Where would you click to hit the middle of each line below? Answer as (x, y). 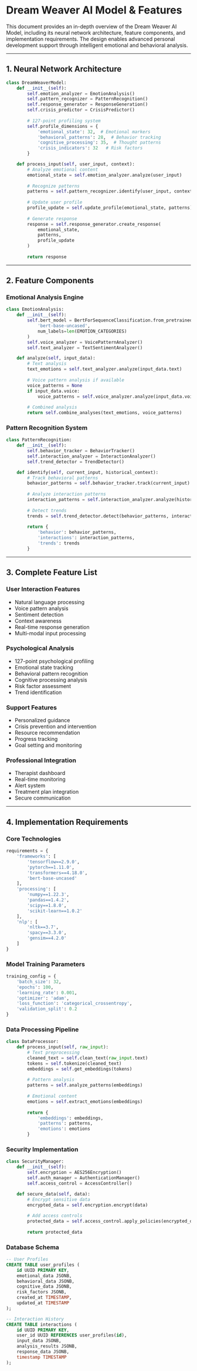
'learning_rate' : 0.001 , (47, 993)
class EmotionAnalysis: (35, 309)
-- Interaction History (35, 1319)
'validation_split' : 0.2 (47, 1009)
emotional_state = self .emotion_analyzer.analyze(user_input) (105, 175)
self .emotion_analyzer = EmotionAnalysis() (81, 94)
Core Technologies (34, 838)
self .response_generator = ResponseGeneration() (88, 104)
